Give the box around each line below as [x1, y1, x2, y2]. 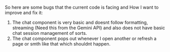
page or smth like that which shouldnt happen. [12, 41, 111, 47]
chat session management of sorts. [12, 30, 87, 36]
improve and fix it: [5, 10, 43, 16]
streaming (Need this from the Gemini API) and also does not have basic [12, 25, 165, 31]
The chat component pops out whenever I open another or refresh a [12, 35, 157, 41]
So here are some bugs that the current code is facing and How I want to [5, 5, 159, 10]
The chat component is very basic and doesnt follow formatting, [12, 20, 148, 25]
